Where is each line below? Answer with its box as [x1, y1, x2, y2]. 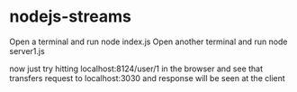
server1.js [9, 45, 45, 56]
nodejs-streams [9, 6, 132, 27]
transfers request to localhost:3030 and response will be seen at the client [9, 72, 285, 83]
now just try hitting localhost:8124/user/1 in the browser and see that [9, 63, 264, 74]
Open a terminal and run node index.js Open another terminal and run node [9, 36, 288, 47]
